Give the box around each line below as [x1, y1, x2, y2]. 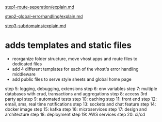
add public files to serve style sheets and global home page [12, 76, 132, 82]
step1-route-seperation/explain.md [5, 4, 74, 10]
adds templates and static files [5, 40, 132, 51]
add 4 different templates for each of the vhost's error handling [12, 66, 139, 72]
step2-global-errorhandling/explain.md [5, 14, 83, 19]
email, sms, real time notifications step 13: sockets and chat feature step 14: [5, 101, 156, 107]
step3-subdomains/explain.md [5, 23, 66, 29]
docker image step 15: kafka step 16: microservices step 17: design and [5, 106, 147, 112]
